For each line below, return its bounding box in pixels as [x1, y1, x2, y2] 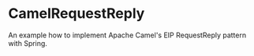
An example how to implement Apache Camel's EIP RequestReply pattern [8, 30, 247, 40]
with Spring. [8, 38, 47, 47]
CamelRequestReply [8, 5, 145, 23]
